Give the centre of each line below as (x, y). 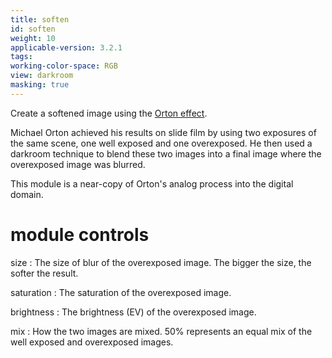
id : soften (33, 29)
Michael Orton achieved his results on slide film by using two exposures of (163, 132)
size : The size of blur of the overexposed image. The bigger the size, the (161, 262)
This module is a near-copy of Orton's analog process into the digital (152, 183)
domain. (27, 194)
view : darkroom (42, 76)
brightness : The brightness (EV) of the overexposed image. (133, 312)
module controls (80, 234)
